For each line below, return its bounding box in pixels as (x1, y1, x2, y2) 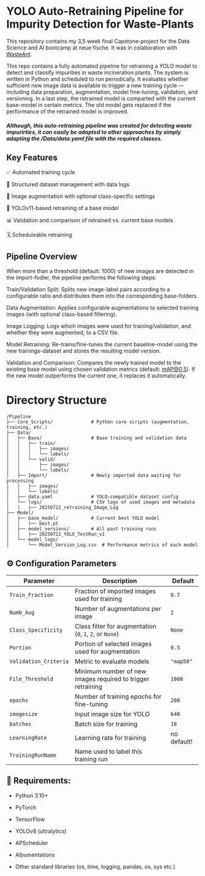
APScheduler (15, 839, 49, 847)
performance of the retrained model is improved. (6, 108, 129, 115)
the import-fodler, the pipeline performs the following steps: (6, 274, 157, 282)
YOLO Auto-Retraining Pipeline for (6, 4, 184, 18)
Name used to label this (74, 747, 142, 756)
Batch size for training (74, 720, 138, 728)
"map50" (170, 658, 193, 665)
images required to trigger (74, 674, 149, 683)
